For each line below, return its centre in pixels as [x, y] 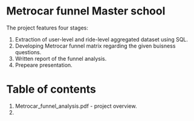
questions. [28, 52]
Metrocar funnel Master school [86, 11]
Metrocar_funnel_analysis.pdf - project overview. [76, 106]
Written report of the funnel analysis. [61, 58]
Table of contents [51, 89]
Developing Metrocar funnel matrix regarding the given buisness [95, 46]
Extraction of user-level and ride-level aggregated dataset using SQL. [102, 39]
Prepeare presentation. [44, 65]
